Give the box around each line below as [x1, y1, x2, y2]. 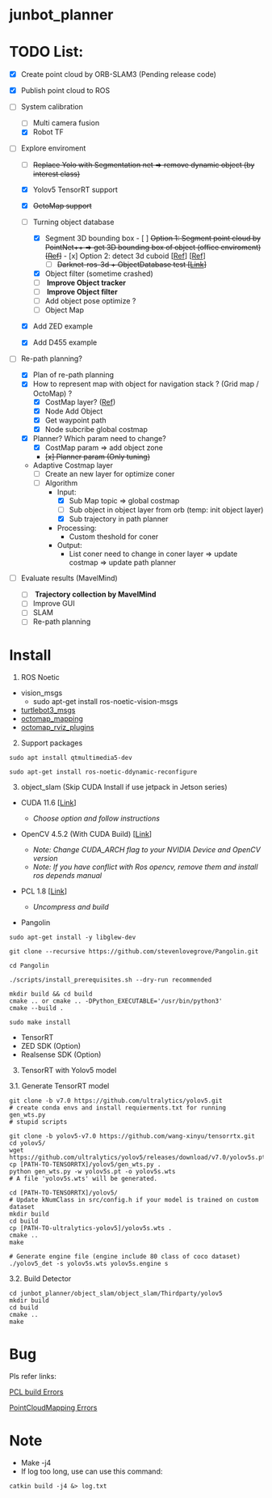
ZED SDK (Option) [20, 1042, 82, 1051]
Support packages [20, 738, 83, 748]
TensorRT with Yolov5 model [20, 1066, 117, 1076]
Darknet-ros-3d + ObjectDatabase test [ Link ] [56, 259, 207, 269]
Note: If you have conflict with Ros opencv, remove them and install [32, 862, 258, 872]
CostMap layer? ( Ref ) [44, 397, 116, 406]
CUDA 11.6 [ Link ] [20, 798, 77, 808]
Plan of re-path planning [32, 370, 115, 380]
